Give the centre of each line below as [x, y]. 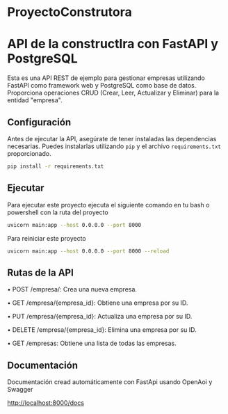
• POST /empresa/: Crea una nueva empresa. [72, 289]
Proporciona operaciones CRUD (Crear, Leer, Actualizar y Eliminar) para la [113, 93]
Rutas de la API [41, 272]
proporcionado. [29, 153]
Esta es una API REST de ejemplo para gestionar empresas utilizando [106, 78]
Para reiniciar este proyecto [47, 238]
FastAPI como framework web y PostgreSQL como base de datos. [102, 86]
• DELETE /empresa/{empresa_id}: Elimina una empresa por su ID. [102, 330]
